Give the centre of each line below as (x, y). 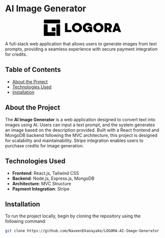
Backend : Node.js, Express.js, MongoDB (53, 178)
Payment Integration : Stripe (41, 189)
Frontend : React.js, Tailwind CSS (46, 173)
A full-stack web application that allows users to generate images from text (81, 44)
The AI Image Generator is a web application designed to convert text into (80, 119)
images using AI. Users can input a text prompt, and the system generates (80, 125)
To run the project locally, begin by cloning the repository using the (73, 216)
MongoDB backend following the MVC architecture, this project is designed (81, 135)
